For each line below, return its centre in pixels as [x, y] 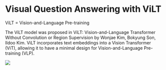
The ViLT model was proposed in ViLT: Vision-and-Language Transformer [81, 32]
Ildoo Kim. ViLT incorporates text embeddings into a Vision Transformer [78, 42]
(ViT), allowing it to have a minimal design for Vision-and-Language [74, 48]
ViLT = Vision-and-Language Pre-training [47, 23]
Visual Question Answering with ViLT [83, 9]
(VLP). [28, 53]
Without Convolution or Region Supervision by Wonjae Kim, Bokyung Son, [81, 37]
